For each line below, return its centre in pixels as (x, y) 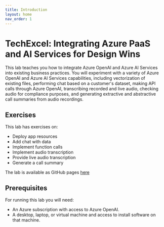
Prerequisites (26, 188)
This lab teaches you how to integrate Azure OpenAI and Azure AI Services (82, 68)
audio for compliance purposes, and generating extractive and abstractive (81, 94)
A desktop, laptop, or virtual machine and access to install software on (84, 215)
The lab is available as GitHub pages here (47, 172)
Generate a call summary (38, 163)
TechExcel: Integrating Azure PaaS (78, 43)
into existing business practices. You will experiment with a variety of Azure (82, 73)
